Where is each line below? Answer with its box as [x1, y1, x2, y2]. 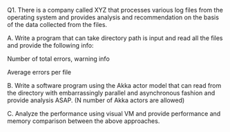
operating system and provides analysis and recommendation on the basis [7, 13, 220, 21]
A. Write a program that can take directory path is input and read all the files [7, 34, 223, 42]
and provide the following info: [7, 41, 94, 49]
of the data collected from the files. [7, 21, 108, 28]
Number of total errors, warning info [7, 55, 111, 63]
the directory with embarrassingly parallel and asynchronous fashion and [7, 89, 215, 97]
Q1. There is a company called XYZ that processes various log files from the [7, 6, 223, 14]
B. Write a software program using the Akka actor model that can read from [7, 82, 222, 89]
